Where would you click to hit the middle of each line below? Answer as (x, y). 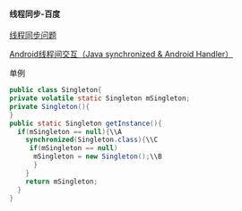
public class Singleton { (56, 90)
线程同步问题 (33, 35)
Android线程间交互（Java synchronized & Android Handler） (121, 55)
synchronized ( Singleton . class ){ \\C (92, 140)
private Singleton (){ (50, 106)
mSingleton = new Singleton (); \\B (98, 156)
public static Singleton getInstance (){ (86, 123)
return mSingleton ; (62, 181)
